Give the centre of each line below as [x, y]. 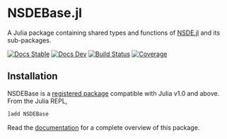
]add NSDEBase [28, 114]
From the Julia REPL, [37, 101]
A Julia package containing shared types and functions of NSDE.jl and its [114, 33]
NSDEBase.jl [45, 13]
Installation [33, 76]
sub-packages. [29, 40]
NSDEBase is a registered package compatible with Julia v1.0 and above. [113, 93]
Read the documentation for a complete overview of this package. [104, 127]
